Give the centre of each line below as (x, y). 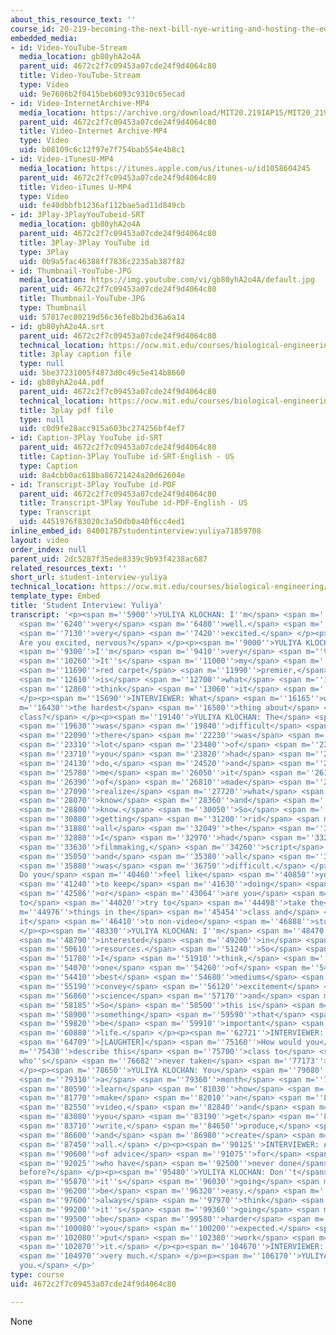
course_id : (33, 29)
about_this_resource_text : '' (73, 19)
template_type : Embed (55, 596)
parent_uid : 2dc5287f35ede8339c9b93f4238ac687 (109, 559)
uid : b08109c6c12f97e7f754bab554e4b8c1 (102, 150)
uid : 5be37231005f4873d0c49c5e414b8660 (102, 373)
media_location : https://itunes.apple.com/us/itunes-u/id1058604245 (165, 168)
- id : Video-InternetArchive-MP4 (80, 103)
